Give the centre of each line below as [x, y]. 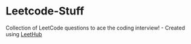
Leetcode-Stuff [45, 11]
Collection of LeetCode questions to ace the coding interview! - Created [95, 28]
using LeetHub [24, 34]
